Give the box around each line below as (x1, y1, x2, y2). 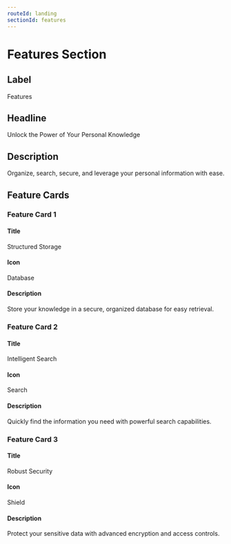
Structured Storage (7, 242, 62, 251)
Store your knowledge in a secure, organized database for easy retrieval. (7, 305, 214, 314)
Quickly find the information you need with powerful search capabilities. (7, 417, 212, 426)
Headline (7, 112, 47, 124)
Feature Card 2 (7, 322, 58, 332)
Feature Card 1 (7, 210, 57, 219)
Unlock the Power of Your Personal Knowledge (7, 131, 141, 139)
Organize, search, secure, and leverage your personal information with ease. (7, 169, 225, 177)
